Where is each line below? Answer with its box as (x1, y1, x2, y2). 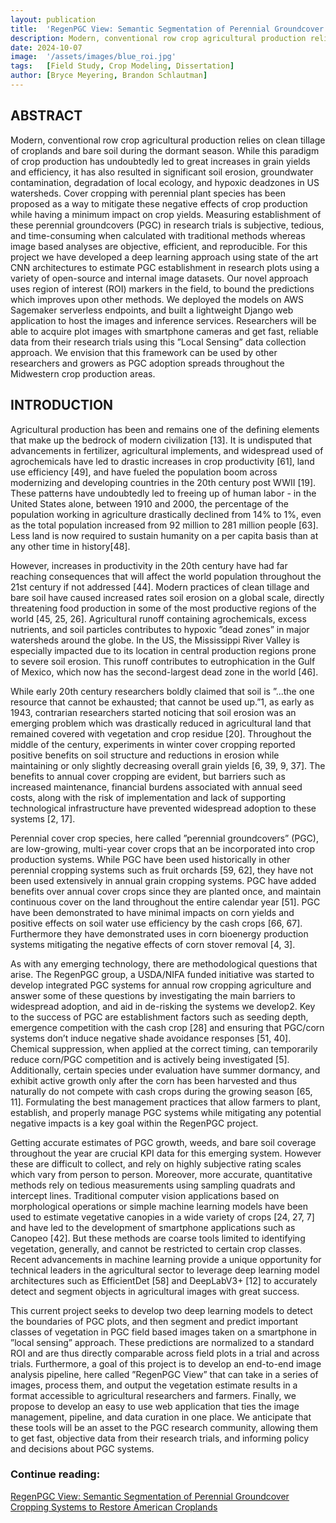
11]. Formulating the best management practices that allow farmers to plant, (10, 1096, 321, 1108)
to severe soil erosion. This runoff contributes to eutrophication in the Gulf (10, 655, 316, 667)
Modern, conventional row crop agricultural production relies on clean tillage (10, 134, 326, 146)
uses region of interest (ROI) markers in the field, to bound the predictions (10, 282, 315, 295)
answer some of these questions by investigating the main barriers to (10, 989, 296, 1001)
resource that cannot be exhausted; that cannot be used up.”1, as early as (10, 696, 315, 708)
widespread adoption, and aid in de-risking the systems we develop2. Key (10, 1000, 316, 1012)
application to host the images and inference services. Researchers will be (10, 314, 317, 326)
